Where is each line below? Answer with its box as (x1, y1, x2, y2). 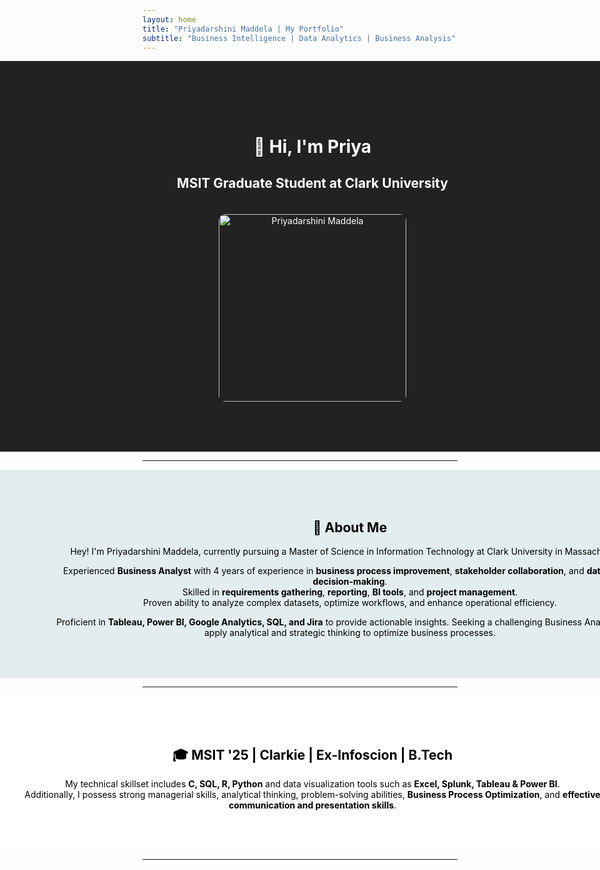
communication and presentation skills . (228, 799, 397, 811)
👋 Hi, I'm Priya (253, 135, 372, 158)
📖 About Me (312, 519, 388, 536)
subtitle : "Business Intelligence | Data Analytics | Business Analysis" (142, 33, 457, 43)
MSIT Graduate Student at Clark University (176, 174, 449, 191)
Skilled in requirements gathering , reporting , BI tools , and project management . (181, 586, 519, 598)
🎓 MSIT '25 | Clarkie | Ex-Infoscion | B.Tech (171, 746, 454, 763)
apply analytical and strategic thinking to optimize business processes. (203, 627, 497, 639)
